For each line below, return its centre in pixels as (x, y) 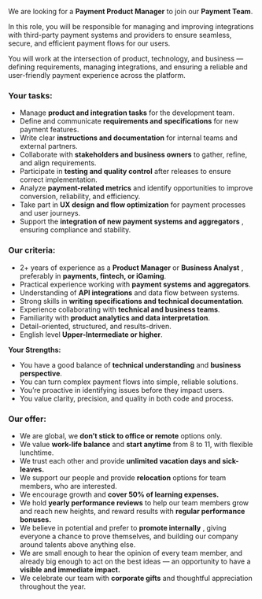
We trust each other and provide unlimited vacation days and (120, 460)
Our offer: (28, 419)
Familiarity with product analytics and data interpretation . (115, 317)
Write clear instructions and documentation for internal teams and (128, 138)
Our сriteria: (32, 250)
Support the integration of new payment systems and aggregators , (131, 222)
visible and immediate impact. (70, 569)
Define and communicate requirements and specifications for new (129, 121)
